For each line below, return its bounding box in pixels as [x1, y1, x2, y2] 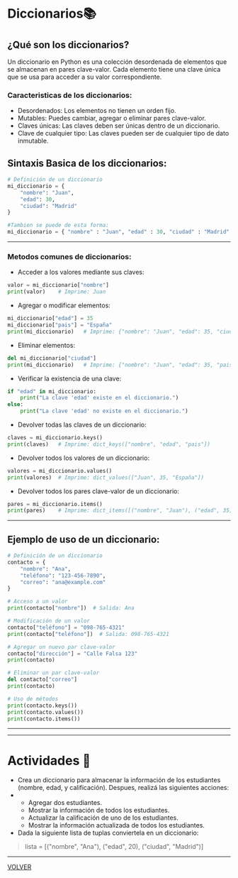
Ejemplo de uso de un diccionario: [7, 533, 160, 545]
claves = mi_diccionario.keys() [7, 434, 103, 441]
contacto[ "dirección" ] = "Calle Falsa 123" [7, 650, 138, 657]
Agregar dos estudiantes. [28, 799, 103, 807]
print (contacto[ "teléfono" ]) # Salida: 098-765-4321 [7, 630, 170, 637]
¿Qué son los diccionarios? [7, 38, 130, 50]
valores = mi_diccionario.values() [7, 467, 113, 474]
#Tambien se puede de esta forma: [7, 221, 110, 229]
